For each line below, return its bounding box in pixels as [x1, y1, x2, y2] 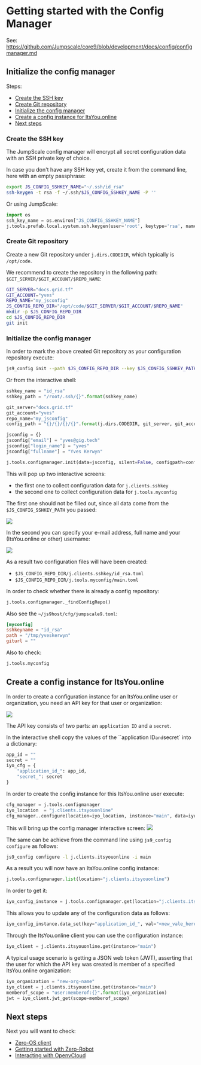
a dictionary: [6, 740, 37, 747]
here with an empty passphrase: [6, 172, 86, 180]
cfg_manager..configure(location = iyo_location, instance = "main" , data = [6, 813, 188, 819]
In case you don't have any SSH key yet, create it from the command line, [6, 166, 187, 173]
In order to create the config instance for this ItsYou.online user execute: [6, 790, 184, 797]
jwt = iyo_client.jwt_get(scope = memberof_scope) [6, 995, 130, 1001]
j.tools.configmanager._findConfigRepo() [6, 599, 111, 605]
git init [6, 320, 28, 326]
